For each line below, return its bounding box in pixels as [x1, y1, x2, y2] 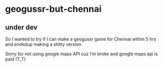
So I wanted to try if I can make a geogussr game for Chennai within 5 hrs [5, 36, 157, 42]
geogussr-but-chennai [5, 3, 102, 15]
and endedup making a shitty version [5, 41, 81, 47]
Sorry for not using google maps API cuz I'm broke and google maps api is [5, 51, 158, 57]
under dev [5, 23, 38, 32]
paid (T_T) [5, 56, 26, 62]
